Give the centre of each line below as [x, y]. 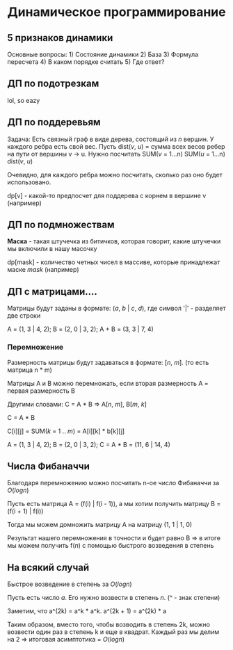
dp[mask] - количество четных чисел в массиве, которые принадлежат [114, 262]
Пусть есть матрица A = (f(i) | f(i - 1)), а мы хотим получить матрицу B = [114, 504]
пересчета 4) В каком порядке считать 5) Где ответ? [86, 62]
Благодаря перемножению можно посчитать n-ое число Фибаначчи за [113, 483]
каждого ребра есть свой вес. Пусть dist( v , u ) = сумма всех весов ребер [116, 146]
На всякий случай [48, 567]
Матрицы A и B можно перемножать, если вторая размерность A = [108, 383]
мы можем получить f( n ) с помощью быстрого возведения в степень [111, 546]
